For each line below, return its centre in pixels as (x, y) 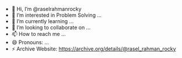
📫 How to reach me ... (38, 34)
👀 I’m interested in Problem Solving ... (57, 15)
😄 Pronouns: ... (30, 42)
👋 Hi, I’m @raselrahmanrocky (46, 9)
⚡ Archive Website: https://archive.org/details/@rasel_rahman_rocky (94, 49)
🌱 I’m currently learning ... (43, 21)
